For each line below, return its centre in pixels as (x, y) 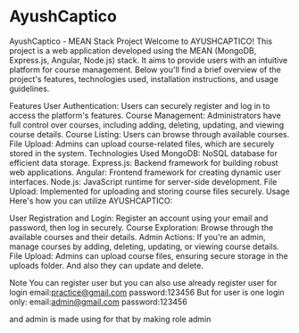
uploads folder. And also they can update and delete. (106, 265)
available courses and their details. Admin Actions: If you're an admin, (137, 237)
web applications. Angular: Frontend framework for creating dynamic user (145, 172)
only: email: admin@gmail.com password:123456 (98, 302)
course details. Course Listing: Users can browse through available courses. (149, 134)
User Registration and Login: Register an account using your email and (139, 218)
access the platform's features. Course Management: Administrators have (145, 115)
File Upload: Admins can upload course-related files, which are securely (142, 144)
